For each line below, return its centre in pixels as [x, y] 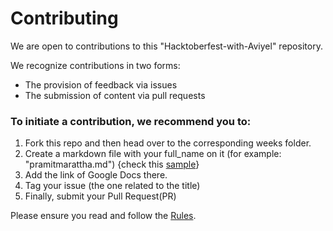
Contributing [64, 18]
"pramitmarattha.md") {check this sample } [112, 164]
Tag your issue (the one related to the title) [112, 186]
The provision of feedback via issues [101, 84]
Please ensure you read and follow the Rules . [103, 216]
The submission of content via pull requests [115, 95]
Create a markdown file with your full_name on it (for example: [153, 154]
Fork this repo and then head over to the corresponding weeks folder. [168, 143]
